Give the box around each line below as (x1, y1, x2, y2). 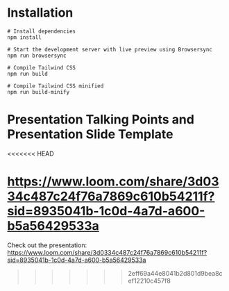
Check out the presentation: (7, 241, 87, 249)
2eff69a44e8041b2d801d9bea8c (128, 269, 223, 277)
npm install (7, 33, 42, 41)
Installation (7, 5, 74, 21)
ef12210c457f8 (128, 276, 171, 285)
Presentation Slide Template (7, 126, 173, 142)
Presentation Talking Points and (7, 112, 194, 128)
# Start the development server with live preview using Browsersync (7, 46, 213, 53)
